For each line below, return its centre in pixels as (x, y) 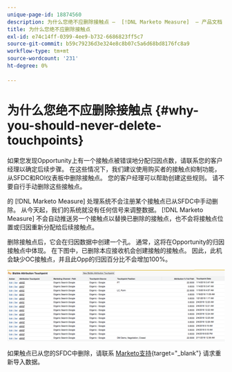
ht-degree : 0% (28, 66)
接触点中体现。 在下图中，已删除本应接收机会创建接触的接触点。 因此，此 (112, 250)
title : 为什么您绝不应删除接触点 (49, 29)
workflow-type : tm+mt (38, 51)
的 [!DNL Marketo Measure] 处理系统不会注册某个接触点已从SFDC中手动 (110, 201)
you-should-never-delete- (85, 125)
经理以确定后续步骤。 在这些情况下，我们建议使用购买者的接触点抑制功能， (114, 169)
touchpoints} (46, 140)
